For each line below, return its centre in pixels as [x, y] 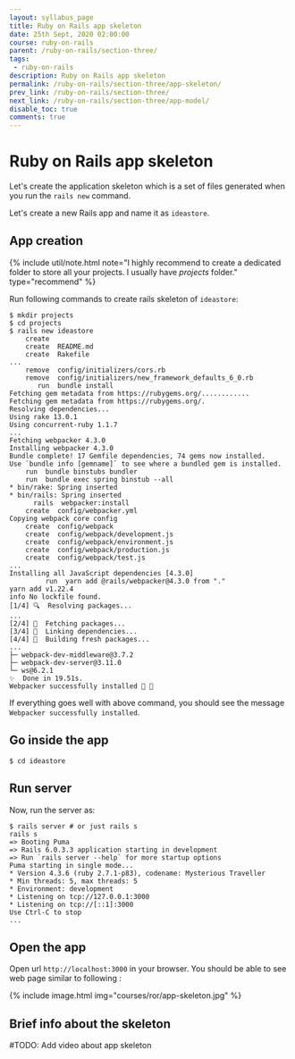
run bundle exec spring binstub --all [100, 479]
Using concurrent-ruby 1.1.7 [63, 424]
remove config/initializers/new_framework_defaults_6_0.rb [139, 378]
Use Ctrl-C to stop [46, 912]
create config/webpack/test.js [85, 558]
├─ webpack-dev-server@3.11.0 [66, 662]
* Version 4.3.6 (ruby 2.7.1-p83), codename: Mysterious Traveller [138, 873]
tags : [19, 59]
